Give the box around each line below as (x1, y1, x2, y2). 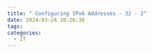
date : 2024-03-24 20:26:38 (7, 17, 85, 23)
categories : (7, 29, 42, 36)
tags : (7, 23, 23, 30)
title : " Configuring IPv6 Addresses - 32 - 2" (7, 10, 147, 17)
